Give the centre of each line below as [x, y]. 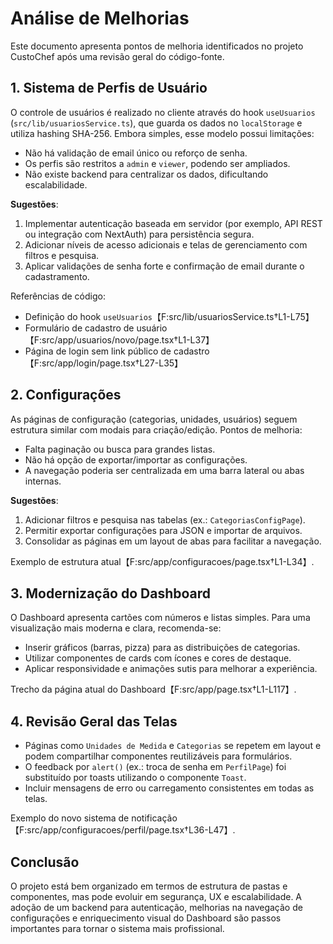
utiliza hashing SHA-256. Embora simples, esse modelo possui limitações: [162, 133]
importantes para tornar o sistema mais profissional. [117, 928]
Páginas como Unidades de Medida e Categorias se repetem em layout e [173, 746]
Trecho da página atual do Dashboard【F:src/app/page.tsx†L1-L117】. [153, 689]
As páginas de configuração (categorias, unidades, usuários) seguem [154, 419]
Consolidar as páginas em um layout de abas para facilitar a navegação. [173, 541]
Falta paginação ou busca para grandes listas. [120, 449]
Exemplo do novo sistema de [70, 818]
